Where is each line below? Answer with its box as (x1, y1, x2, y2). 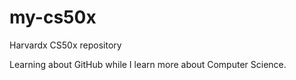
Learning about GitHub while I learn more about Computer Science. (9, 58, 287, 70)
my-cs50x (9, 6, 97, 29)
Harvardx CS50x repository (9, 39, 122, 51)
